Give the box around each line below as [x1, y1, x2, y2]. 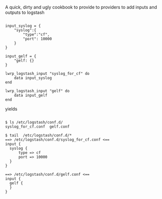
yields [5, 106, 17, 112]
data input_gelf [14, 93, 48, 98]
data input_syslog [14, 75, 52, 80]
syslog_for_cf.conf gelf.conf [5, 124, 70, 129]
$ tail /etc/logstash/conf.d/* [5, 133, 72, 138]
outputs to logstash [5, 9, 45, 15]
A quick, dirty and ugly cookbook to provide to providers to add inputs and [5, 4, 158, 10]
